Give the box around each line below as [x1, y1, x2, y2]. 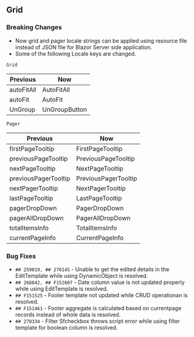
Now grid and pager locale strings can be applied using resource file [15, 37, 187, 44]
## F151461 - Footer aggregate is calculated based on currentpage [15, 304, 182, 311]
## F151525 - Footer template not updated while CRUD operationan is [15, 291, 188, 299]
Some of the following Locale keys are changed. [15, 50, 136, 57]
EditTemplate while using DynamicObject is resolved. [15, 272, 148, 279]
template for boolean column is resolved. [15, 324, 118, 331]
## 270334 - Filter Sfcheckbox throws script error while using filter [15, 317, 181, 325]
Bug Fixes [6, 252, 36, 260]
